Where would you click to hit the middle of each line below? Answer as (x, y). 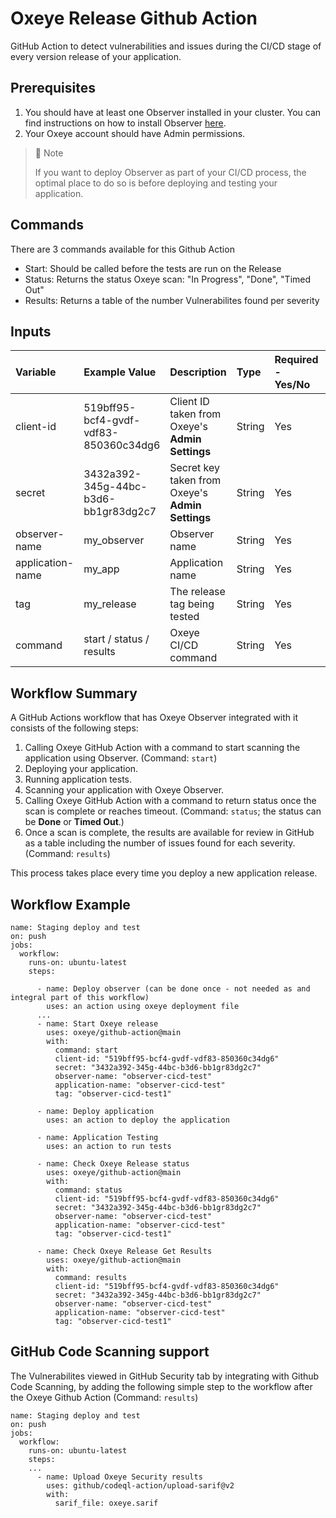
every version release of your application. (96, 56)
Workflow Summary (74, 693)
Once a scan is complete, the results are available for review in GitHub (169, 833)
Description (198, 372)
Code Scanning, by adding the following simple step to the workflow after (161, 1386)
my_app (101, 569)
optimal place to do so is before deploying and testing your (156, 183)
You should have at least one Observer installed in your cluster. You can (173, 112)
